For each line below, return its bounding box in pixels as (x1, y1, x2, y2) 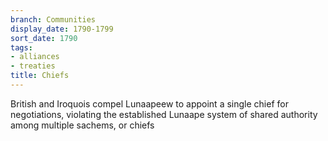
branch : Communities (10, 14, 97, 25)
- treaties (10, 61, 56, 71)
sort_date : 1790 (10, 33, 78, 43)
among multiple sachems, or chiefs (10, 119, 155, 131)
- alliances (10, 52, 60, 62)
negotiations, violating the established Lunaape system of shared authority (10, 108, 318, 120)
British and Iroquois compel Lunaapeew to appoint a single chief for (10, 97, 289, 110)
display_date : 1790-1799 (10, 24, 114, 34)
